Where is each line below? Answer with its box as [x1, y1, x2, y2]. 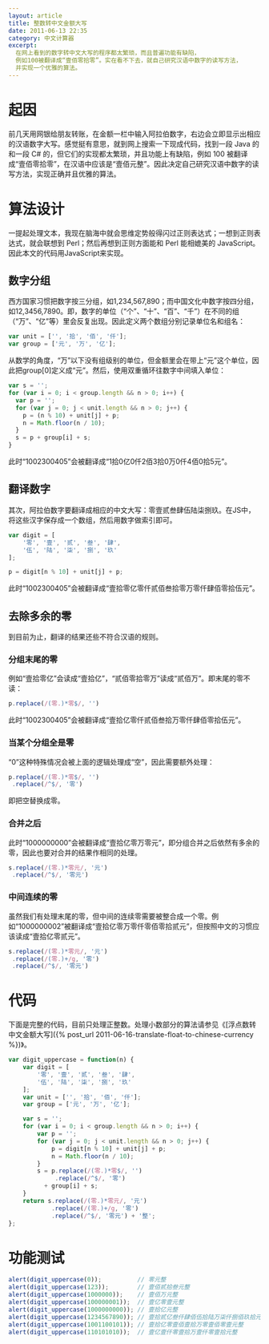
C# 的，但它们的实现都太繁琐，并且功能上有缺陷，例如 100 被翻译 [30, 149, 248, 159]
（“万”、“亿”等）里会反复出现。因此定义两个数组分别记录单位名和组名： [8, 317, 246, 326]
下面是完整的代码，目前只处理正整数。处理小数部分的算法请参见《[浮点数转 [8, 1019, 257, 1030]
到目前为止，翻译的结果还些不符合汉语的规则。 [8, 632, 163, 642]
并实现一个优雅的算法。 [15, 64, 82, 72]
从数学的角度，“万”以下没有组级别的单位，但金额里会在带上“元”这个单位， [8, 356, 252, 365]
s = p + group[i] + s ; [15, 434, 91, 442]
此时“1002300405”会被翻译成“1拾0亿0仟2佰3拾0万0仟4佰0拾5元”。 [8, 457, 232, 466]
